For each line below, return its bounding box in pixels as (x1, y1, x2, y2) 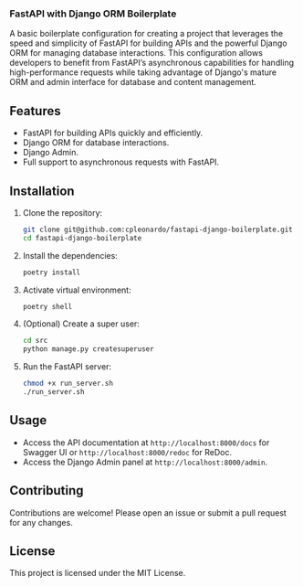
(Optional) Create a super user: (22, 318, 140, 329)
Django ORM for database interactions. (22, 137, 170, 148)
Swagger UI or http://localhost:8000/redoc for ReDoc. (22, 446, 233, 457)
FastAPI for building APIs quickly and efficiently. (22, 127, 204, 139)
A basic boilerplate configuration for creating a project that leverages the (9, 28, 284, 39)
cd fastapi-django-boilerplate (22, 233, 142, 242)
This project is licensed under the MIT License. (9, 568, 186, 579)
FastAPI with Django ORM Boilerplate (9, 7, 177, 20)
